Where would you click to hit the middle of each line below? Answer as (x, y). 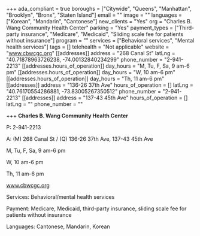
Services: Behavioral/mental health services (60, 197)
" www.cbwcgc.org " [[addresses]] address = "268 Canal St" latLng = (91, 53)
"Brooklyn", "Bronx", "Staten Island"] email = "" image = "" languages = (94, 15)
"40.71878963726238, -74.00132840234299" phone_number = (85, 60)
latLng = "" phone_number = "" (45, 104)
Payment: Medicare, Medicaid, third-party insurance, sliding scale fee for (96, 208)
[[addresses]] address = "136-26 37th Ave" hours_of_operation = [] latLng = (100, 85)
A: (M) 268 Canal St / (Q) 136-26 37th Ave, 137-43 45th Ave (80, 139)
